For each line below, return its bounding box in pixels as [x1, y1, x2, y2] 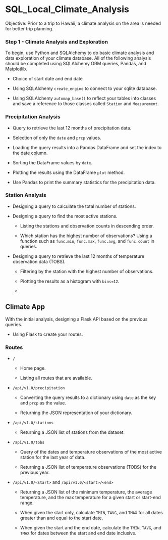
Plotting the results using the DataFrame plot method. [12, 169, 125, 175]
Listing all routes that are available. [20, 375, 92, 381]
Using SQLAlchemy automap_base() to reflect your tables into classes [12, 95, 156, 102]
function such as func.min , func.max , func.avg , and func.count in [20, 238, 155, 244]
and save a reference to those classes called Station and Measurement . [12, 101, 159, 107]
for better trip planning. [5, 25, 54, 31]
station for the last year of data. [20, 454, 86, 460]
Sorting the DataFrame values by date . [12, 159, 92, 165]
